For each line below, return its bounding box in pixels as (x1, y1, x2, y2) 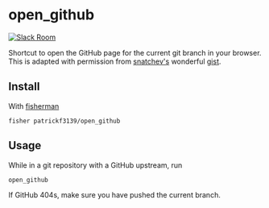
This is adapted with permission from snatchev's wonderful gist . (8, 56, 221, 66)
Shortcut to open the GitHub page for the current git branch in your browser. (8, 48, 262, 57)
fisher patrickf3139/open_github (8, 117, 121, 125)
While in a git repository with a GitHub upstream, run (8, 160, 183, 170)
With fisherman (8, 101, 60, 110)
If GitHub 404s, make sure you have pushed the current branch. (8, 189, 221, 199)
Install (8, 80, 40, 94)
